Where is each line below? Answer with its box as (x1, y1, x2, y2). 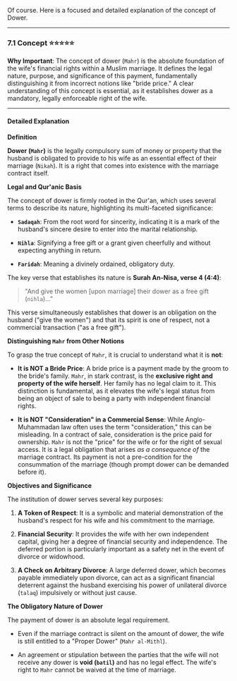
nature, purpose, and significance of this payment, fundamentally (7, 72, 197, 80)
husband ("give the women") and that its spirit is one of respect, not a (7, 315, 210, 324)
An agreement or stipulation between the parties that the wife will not (17, 650, 219, 658)
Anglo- (185, 415, 206, 424)
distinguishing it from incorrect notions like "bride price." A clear (7, 79, 194, 87)
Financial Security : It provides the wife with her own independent (17, 529, 209, 538)
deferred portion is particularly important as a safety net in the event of (17, 544, 224, 553)
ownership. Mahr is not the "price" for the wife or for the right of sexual (17, 437, 222, 446)
